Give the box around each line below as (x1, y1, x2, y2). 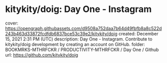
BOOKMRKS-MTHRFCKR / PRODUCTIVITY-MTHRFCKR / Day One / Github (5, 46, 159, 52)
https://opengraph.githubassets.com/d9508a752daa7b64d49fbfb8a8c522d (5, 25, 162, 31)
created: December (118, 30, 158, 36)
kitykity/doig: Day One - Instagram (5, 3, 152, 15)
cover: (5, 20, 18, 26)
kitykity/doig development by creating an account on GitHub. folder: (5, 41, 145, 47)
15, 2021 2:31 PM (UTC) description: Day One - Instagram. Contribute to (5, 36, 152, 42)
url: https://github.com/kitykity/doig (5, 51, 78, 58)
